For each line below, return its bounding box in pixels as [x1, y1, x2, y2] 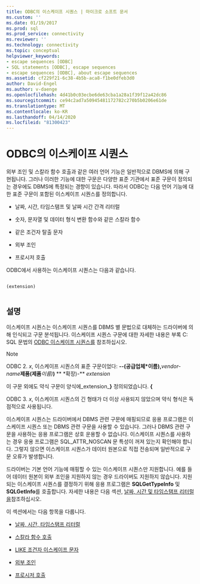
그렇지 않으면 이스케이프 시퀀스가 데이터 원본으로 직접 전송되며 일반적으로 [14, 445, 185, 452]
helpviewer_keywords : [6, 53, 60, 59]
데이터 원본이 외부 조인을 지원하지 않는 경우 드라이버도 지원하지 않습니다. [12, 472, 181, 480]
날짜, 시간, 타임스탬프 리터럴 [14, 520, 81, 528]
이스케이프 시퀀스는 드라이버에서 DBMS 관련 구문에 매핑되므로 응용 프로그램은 [6, 415, 187, 422]
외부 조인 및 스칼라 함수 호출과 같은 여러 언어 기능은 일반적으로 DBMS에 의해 [6, 168, 184, 175]
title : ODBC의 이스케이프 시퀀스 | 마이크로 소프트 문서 [6, 8, 128, 15]
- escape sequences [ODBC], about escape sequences [6, 70, 137, 76]
